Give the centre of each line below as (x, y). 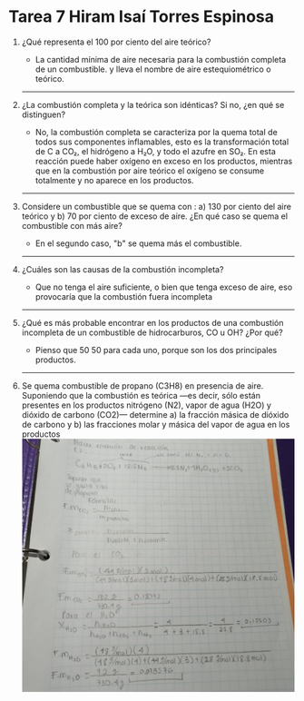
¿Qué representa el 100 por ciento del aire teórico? (116, 42)
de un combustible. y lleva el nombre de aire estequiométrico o (153, 69)
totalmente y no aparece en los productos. (114, 180)
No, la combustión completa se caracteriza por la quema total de (156, 132)
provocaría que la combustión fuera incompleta (124, 296)
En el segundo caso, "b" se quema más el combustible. (138, 243)
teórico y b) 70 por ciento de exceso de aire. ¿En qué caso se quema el (154, 216)
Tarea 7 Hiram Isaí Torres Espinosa (141, 17)
